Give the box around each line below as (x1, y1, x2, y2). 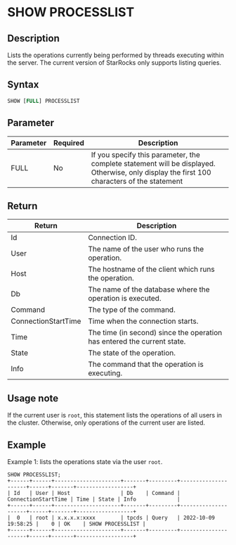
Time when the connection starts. (87, 316, 199, 326)
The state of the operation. (87, 348, 176, 358)
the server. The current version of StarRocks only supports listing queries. (7, 58, 222, 67)
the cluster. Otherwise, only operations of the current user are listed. (7, 418, 206, 427)
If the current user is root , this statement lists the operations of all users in (7, 411, 223, 420)
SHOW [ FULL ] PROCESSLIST (7, 97, 80, 104)
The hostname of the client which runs (87, 265, 216, 275)
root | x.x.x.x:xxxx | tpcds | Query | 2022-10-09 (35, 514, 216, 521)
